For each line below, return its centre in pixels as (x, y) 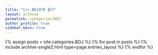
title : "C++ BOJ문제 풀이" (31, 10)
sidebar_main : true (25, 28)
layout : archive (22, 14)
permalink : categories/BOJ (33, 19)
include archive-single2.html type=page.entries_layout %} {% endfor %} (79, 47)
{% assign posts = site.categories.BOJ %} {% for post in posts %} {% (76, 42)
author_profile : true (27, 23)
